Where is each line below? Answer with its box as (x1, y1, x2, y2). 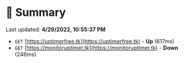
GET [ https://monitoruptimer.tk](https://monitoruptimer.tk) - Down (14, 44, 178, 51)
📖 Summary (6, 6, 66, 20)
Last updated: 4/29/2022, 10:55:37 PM (6, 26, 106, 33)
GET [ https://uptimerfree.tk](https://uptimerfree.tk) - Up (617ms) (14, 37, 175, 45)
